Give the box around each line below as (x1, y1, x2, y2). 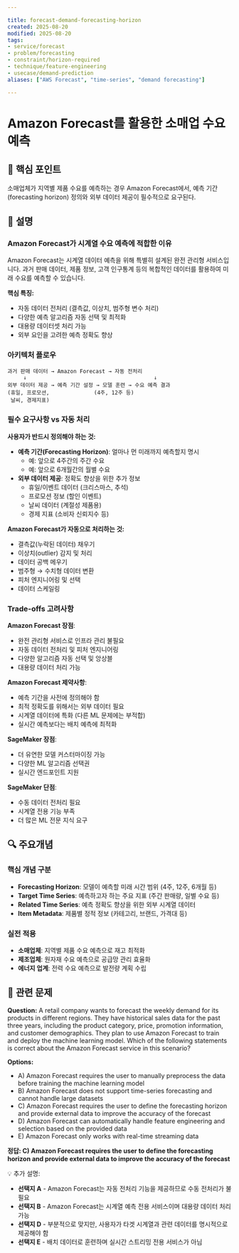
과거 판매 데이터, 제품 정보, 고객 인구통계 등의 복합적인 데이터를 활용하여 (22, 265, 222, 274)
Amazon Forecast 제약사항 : (7, 678, 87, 687)
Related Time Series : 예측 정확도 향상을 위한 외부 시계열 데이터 (17, 900, 196, 909)
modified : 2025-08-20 (7, 30, 72, 37)
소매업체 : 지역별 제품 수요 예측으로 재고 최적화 (17, 947, 146, 955)
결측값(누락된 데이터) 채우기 (17, 540, 95, 548)
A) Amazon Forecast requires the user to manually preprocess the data (17, 1071, 226, 1079)
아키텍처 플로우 (7, 350, 57, 360)
